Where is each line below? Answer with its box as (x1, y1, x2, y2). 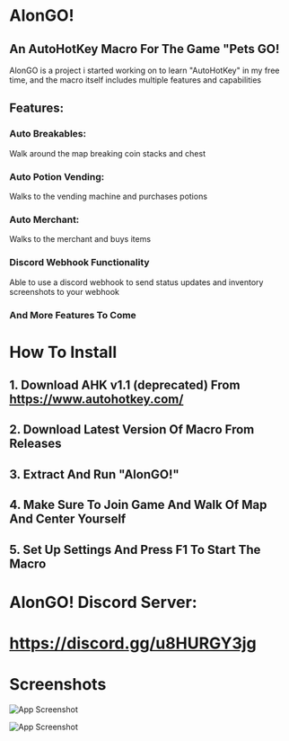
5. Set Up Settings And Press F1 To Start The (9, 541, 261, 558)
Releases (9, 436, 62, 451)
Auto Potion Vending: (9, 170, 105, 183)
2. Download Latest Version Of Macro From (9, 422, 255, 437)
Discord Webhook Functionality (9, 256, 150, 269)
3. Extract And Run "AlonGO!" (9, 467, 180, 482)
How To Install (9, 342, 118, 362)
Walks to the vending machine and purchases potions (9, 191, 208, 201)
